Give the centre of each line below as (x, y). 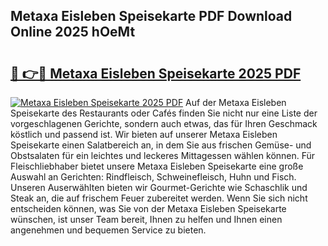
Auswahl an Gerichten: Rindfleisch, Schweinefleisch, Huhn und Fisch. (153, 177)
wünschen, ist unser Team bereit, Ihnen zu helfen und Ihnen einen (146, 219)
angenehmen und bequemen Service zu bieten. (108, 230)
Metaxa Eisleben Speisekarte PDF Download (151, 16)
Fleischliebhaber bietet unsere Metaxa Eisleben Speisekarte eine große (157, 166)
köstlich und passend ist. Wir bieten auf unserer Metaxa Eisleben (144, 134)
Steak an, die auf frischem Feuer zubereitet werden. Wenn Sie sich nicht (159, 198)
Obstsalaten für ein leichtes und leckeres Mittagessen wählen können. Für (163, 155)
